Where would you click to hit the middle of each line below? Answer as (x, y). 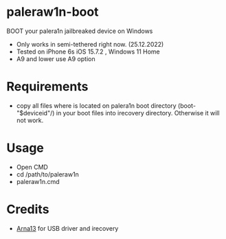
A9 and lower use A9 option (56, 58)
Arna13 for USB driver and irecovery (67, 228)
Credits (28, 209)
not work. (30, 120)
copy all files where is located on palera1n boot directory (96, 105)
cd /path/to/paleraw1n (48, 174)
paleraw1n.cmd (38, 181)
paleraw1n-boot (53, 12)
